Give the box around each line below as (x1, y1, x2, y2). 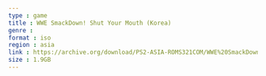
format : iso (8, 33, 51, 42)
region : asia (8, 41, 55, 49)
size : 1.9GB (8, 56, 51, 64)
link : (8, 48, 30, 56)
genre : (8, 26, 34, 34)
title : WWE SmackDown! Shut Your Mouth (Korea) (8, 19, 172, 27)
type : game (8, 11, 47, 20)
